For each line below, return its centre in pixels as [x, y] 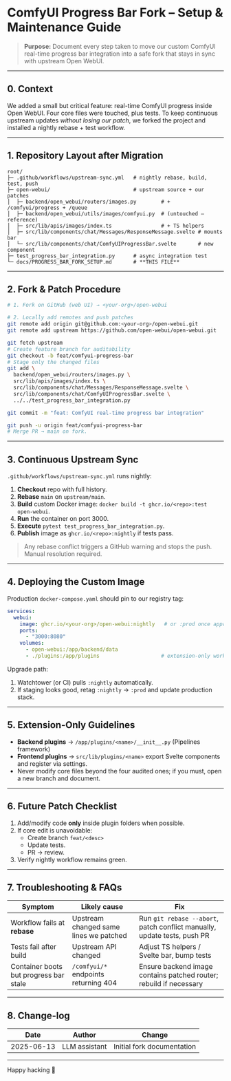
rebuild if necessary [171, 984]
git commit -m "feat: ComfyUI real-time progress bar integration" [106, 413]
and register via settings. [52, 763]
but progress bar [37, 975]
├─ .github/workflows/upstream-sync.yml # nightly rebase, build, [107, 178]
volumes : [32, 643]
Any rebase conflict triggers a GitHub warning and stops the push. [118, 547]
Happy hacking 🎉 [32, 1070]
